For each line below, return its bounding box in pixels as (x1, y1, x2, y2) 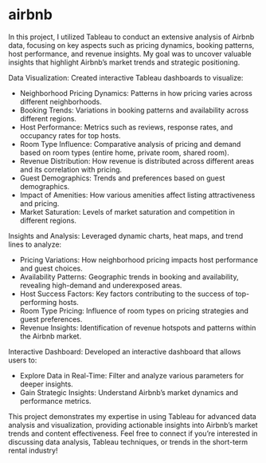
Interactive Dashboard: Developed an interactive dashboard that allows (8, 346, 241, 356)
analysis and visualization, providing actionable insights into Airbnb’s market (8, 420, 258, 429)
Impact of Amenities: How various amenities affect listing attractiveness (19, 190, 256, 200)
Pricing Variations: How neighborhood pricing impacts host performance (19, 255, 259, 264)
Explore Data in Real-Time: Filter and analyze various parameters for (19, 370, 244, 380)
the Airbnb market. (19, 331, 82, 341)
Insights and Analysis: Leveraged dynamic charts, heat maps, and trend (8, 231, 244, 240)
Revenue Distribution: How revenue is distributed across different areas (19, 156, 255, 165)
